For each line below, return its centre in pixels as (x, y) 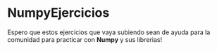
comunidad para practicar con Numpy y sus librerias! (85, 39)
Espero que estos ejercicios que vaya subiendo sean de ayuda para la (109, 32)
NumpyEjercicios (58, 13)
